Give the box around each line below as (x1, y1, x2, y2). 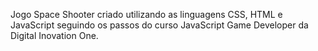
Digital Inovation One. (10, 30, 99, 41)
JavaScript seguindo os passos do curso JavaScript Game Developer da (10, 19, 309, 31)
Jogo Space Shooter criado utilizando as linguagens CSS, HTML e (10, 9, 283, 20)
